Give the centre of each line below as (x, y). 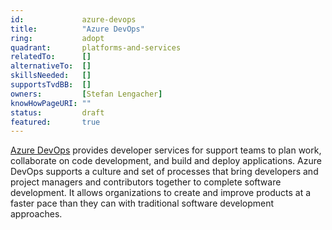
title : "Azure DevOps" (77, 29)
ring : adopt (57, 38)
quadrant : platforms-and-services (96, 47)
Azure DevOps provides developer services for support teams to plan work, (166, 150)
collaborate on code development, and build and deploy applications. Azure (166, 161)
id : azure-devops (73, 19)
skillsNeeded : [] (51, 76)
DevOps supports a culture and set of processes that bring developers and (164, 172)
